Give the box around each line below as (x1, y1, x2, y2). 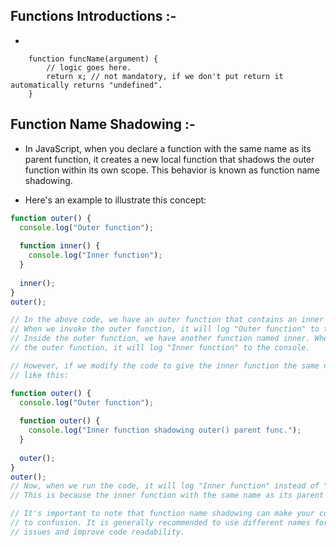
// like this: (10, 370, 70, 380)
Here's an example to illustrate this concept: (24, 194, 207, 206)
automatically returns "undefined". (10, 80, 163, 90)
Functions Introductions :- (10, 8, 177, 25)
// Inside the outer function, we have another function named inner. (10, 334, 311, 344)
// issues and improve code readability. (10, 527, 186, 537)
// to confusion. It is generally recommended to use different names (10, 518, 311, 528)
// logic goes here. (46, 62, 132, 73)
